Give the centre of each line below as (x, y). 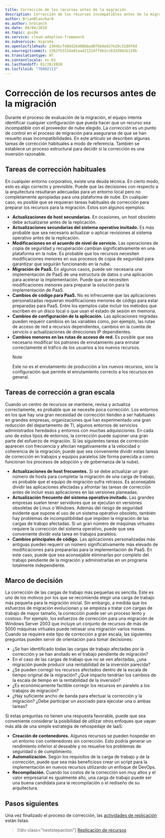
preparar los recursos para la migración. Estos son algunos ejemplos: (75, 207)
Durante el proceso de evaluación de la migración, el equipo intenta (73, 117)
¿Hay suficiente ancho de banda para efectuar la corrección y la (77, 696)
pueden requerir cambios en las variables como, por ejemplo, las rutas (84, 321)
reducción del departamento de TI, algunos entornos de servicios (71, 425)
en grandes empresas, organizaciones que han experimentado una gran (78, 420)
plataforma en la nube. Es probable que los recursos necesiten (76, 253)
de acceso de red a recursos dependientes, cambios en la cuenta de (82, 326)
